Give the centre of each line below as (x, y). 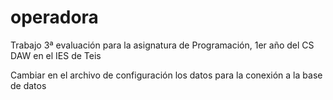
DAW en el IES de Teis (56, 55)
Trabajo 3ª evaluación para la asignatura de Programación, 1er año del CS (162, 45)
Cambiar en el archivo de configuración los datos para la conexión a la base (166, 75)
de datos (28, 85)
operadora (54, 17)
